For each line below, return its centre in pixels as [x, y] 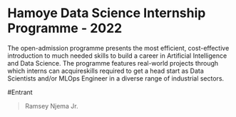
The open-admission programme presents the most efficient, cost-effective [118, 48]
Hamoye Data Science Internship [107, 13]
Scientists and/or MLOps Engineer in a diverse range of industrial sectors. [116, 78]
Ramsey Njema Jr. [51, 106]
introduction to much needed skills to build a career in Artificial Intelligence [117, 56]
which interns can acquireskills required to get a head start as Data [106, 71]
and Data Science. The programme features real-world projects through [113, 63]
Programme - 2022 [65, 28]
